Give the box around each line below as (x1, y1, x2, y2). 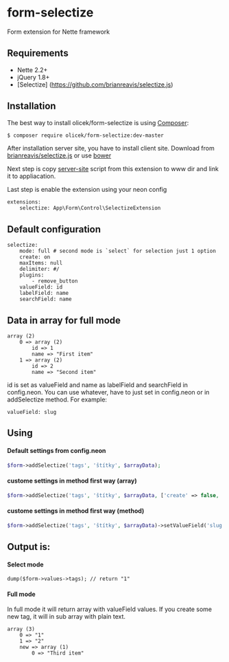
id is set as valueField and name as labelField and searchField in (7, 381, 189, 389)
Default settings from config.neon (7, 447, 106, 455)
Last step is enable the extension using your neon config (7, 186, 167, 194)
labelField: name (19, 290, 69, 297)
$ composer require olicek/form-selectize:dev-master (7, 132, 165, 139)
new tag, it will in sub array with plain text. (7, 613, 125, 621)
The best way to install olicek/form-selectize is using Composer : (7, 118, 189, 126)
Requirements (7, 47, 69, 59)
